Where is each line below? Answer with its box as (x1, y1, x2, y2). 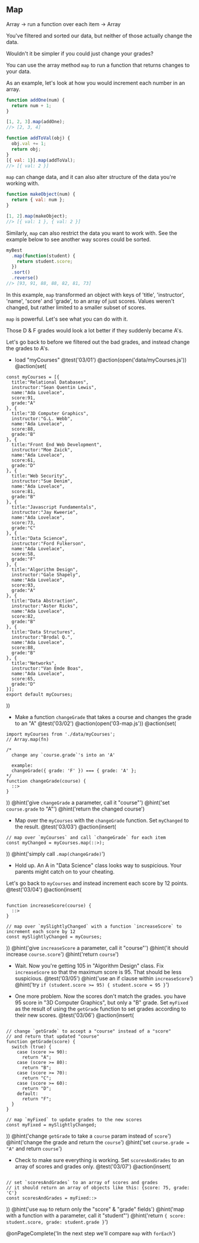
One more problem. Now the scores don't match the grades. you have (14, 993, 186, 1000)
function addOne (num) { (6, 97, 65, 103)
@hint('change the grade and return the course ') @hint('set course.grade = (6, 1138, 189, 1145)
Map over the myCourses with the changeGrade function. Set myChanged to (14, 817, 189, 824)
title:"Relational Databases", (11, 379, 89, 385)
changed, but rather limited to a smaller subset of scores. (6, 303, 147, 311)
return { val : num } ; (11, 197, 65, 203)
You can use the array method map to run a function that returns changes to (6, 61, 190, 68)
